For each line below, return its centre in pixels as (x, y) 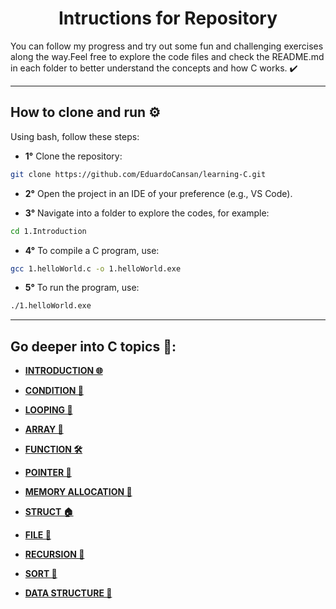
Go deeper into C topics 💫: (93, 346)
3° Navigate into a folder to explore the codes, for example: (147, 213)
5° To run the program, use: (82, 288)
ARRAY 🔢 (44, 429)
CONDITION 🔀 (54, 391)
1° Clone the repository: (73, 156)
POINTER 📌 (48, 473)
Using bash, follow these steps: (75, 136)
